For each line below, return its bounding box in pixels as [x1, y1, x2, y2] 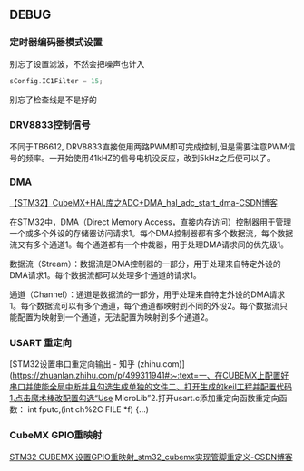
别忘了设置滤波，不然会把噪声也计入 [9, 58, 145, 69]
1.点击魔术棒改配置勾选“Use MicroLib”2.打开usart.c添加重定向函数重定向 [9, 393, 279, 404]
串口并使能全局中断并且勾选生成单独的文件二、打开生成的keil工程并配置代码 [9, 381, 293, 392]
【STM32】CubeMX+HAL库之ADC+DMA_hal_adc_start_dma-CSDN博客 [9, 197, 279, 208]
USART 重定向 [9, 337, 73, 350]
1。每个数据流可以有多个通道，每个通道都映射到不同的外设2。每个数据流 [9, 301, 280, 312]
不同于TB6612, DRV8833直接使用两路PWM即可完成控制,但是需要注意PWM [9, 140, 288, 152]
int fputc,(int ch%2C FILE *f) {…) [26, 404, 150, 415]
